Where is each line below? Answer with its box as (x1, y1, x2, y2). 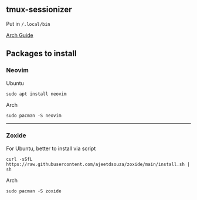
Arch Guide (6, 32, 33, 39)
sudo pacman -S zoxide (6, 188, 62, 194)
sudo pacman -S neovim (6, 113, 62, 118)
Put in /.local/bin (6, 20, 51, 27)
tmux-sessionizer (6, 5, 72, 15)
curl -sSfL (6, 156, 33, 162)
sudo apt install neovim (6, 91, 67, 97)
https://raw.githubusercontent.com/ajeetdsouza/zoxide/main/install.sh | (6, 161, 191, 167)
